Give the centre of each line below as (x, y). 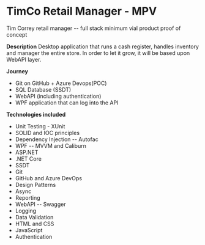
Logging (26, 210)
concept (17, 34)
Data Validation (34, 217)
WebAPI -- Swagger (40, 204)
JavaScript (29, 230)
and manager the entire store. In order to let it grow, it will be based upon (98, 53)
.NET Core (28, 159)
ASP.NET (27, 152)
